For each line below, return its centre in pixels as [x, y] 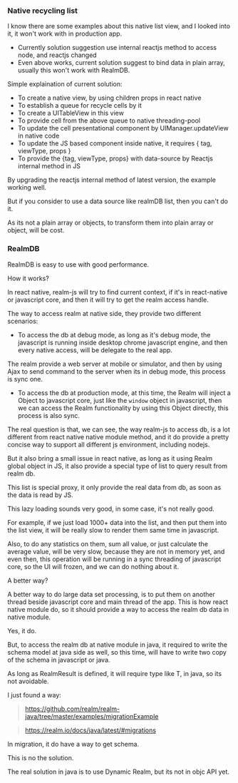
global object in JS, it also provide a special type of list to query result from [118, 466]
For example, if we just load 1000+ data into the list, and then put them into [117, 522]
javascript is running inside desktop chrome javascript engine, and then [123, 342]
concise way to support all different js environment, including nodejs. [109, 444]
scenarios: [23, 321]
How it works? [29, 278]
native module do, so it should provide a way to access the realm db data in [118, 609]
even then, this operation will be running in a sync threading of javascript [114, 559]
